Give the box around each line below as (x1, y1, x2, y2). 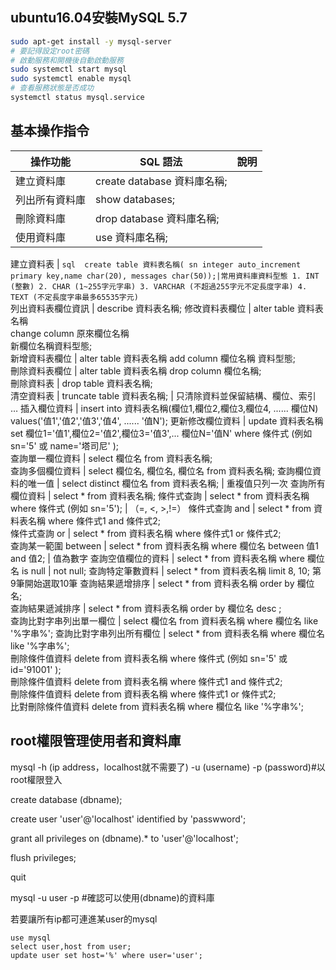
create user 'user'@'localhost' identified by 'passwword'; (10, 813, 247, 825)
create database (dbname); (10, 793, 123, 805)
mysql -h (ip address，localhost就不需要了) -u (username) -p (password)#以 (10, 761, 326, 773)
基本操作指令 (10, 123, 90, 140)
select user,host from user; (10, 941, 132, 952)
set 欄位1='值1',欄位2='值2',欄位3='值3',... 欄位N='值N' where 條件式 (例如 (10, 427, 313, 439)
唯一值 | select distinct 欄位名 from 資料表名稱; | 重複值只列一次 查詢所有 (27, 477, 326, 489)
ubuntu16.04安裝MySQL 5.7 (10, 9, 188, 27)
